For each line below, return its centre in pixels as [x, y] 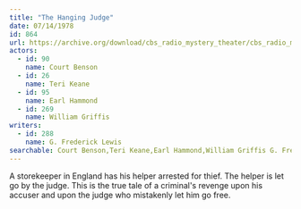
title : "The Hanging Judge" [62, 17]
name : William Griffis [68, 117]
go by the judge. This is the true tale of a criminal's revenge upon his [136, 185]
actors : [24, 51]
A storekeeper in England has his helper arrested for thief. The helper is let [147, 176]
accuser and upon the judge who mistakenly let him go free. [120, 195]
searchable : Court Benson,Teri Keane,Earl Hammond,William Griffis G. [144, 150]
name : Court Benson [62, 68]
